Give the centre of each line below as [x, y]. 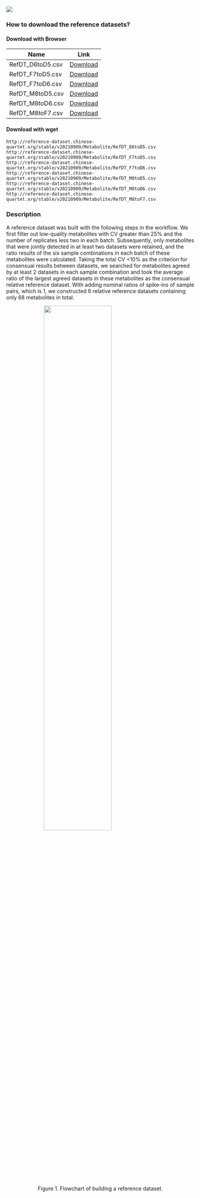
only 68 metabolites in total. [40, 297]
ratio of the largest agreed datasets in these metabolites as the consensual [98, 278]
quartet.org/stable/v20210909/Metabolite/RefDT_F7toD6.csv [81, 168]
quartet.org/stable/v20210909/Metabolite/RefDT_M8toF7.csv [81, 200]
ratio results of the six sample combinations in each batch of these [88, 253]
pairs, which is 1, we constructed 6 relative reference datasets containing [96, 291]
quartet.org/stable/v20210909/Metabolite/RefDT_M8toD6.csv [81, 189]
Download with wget [32, 129]
